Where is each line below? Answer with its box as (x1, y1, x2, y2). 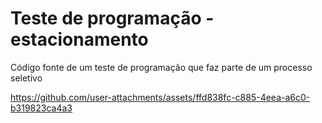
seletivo (10, 72, 43, 84)
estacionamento (10, 28, 149, 51)
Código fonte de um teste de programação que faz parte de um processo (10, 61, 313, 73)
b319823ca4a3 (10, 102, 73, 114)
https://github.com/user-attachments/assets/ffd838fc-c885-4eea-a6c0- (10, 91, 311, 103)
